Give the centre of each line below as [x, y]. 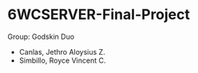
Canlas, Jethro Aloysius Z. [62, 52]
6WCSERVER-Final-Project [99, 15]
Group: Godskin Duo [41, 36]
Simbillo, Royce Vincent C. [62, 60]
